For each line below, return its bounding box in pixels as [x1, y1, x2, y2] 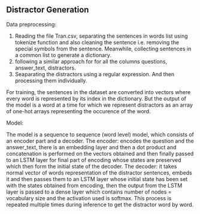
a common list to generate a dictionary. [14, 51, 112, 59]
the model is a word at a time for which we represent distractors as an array [6, 101, 193, 108]
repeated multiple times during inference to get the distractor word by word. [6, 201, 194, 208]
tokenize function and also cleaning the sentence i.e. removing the [14, 38, 180, 46]
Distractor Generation [6, 5, 89, 15]
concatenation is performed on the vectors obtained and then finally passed [6, 150, 194, 157]
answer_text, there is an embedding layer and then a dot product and [6, 143, 177, 150]
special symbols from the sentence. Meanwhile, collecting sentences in [14, 45, 192, 52]
